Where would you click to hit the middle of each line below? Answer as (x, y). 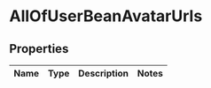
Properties (39, 49)
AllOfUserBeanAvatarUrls (106, 16)
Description (103, 73)
